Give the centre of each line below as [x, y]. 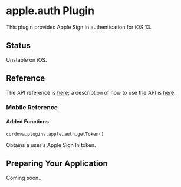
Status [19, 46]
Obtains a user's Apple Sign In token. [51, 145]
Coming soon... [24, 178]
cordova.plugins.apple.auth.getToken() [55, 134]
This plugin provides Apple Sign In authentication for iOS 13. [79, 27]
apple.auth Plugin [50, 11]
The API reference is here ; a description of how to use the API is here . [91, 92]
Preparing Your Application [57, 164]
